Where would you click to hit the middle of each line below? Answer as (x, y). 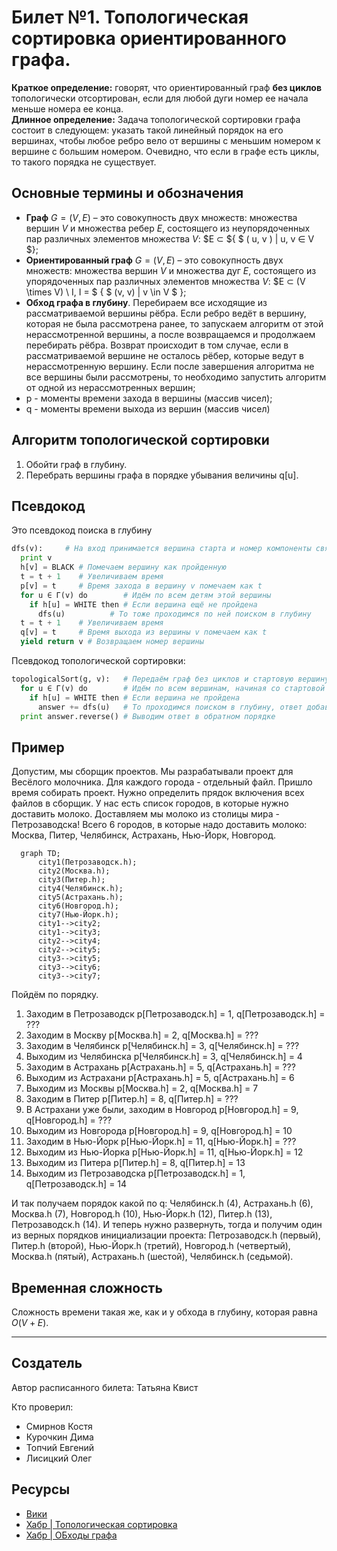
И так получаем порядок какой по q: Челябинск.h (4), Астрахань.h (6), (162, 1203)
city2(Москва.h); (74, 871)
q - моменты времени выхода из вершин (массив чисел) (148, 408)
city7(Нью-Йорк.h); (78, 915)
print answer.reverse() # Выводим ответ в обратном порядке (148, 716)
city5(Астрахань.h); (80, 897)
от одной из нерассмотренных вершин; (110, 387)
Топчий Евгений (60, 1447)
